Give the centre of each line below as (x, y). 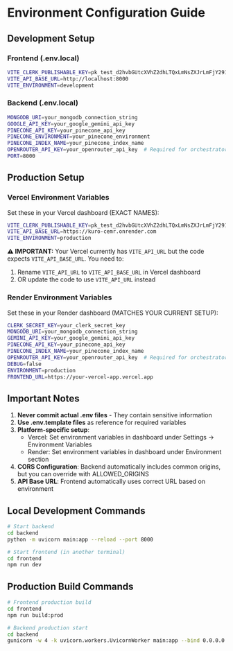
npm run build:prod (35, 615)
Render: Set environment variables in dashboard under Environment (124, 452)
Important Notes (43, 398)
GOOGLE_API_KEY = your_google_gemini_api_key (71, 124)
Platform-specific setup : (53, 430)
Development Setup (51, 38)
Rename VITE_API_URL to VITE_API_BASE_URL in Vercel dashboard (109, 272)
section (38, 460)
